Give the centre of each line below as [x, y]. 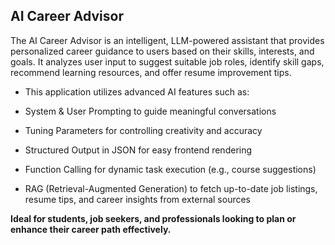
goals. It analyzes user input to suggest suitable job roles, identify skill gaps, [167, 61]
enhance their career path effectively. [91, 229]
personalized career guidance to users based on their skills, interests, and [162, 51]
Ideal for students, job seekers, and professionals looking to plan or [153, 218]
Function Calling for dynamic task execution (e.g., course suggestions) [170, 169]
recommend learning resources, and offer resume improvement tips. [151, 72]
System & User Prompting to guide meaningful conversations [150, 111]
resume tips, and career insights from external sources [138, 199]
